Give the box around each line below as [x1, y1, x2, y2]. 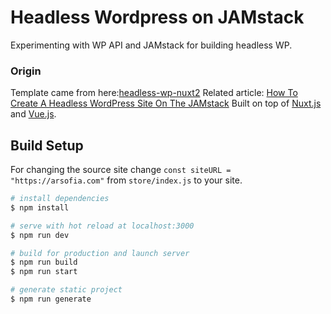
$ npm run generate [10, 294, 92, 305]
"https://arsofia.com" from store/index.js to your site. [10, 174, 243, 186]
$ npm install [10, 202, 70, 213]
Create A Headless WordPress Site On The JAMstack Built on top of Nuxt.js [10, 97, 322, 110]
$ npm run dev [10, 230, 70, 240]
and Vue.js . [10, 108, 57, 120]
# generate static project [10, 285, 123, 295]
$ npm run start [10, 267, 78, 277]
